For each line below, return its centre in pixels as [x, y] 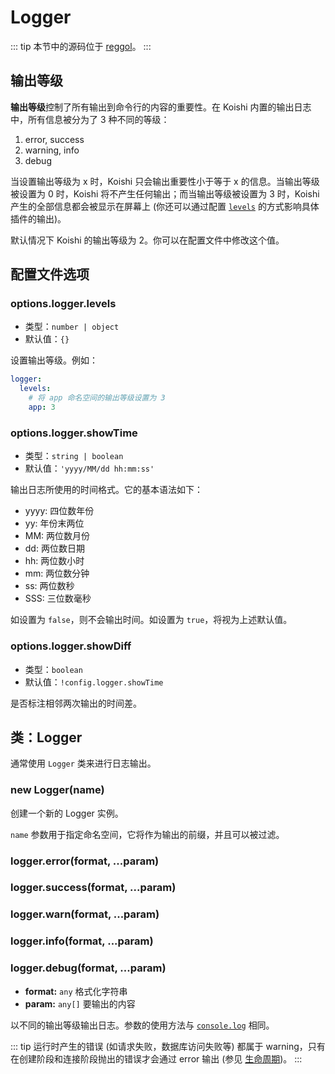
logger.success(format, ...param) [93, 888]
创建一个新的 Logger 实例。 [67, 813]
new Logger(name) [57, 790]
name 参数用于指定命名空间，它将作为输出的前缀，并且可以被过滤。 [147, 834]
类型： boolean [53, 669]
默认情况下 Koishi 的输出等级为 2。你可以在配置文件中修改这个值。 [147, 240]
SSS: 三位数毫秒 [58, 598]
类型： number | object [72, 327]
